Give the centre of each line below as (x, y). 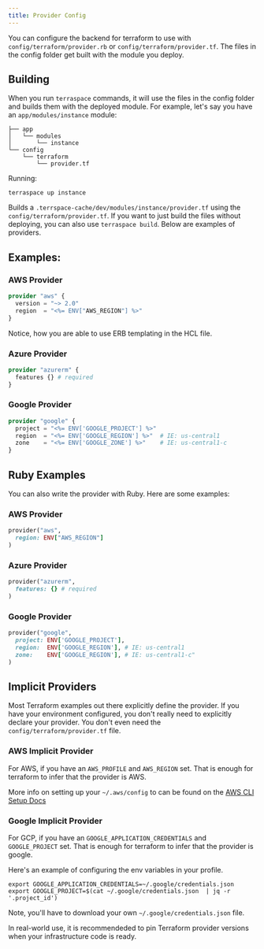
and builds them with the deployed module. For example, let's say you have (130, 106)
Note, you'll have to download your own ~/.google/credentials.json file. (126, 912)
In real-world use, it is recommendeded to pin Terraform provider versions (129, 928)
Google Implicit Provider (55, 821)
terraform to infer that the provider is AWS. (78, 777)
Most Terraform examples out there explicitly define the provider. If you (124, 706)
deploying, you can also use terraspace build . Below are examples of (122, 224)
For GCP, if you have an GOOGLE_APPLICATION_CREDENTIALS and (108, 838)
